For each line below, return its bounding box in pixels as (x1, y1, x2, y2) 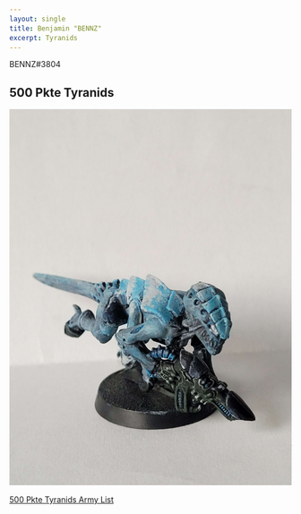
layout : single (9, 14, 66, 23)
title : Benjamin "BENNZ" (9, 23, 102, 33)
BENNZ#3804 (9, 59, 61, 70)
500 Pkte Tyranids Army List (9, 494, 115, 505)
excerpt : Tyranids (9, 33, 78, 42)
